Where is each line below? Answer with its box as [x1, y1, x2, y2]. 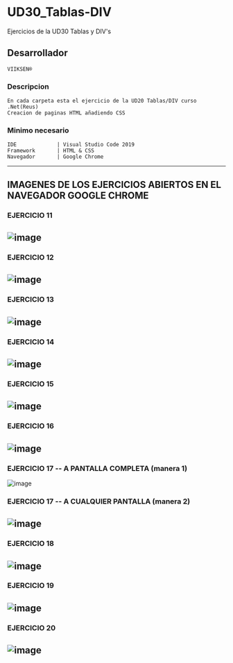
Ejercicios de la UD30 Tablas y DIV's [7, 27, 112, 35]
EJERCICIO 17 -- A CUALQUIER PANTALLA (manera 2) [7, 497, 191, 506]
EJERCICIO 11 [7, 210, 53, 220]
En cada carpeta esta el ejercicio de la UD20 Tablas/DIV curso [7, 98, 197, 105]
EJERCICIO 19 [7, 580, 54, 590]
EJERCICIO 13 [7, 295, 54, 304]
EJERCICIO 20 [7, 623, 56, 632]
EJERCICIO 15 [7, 379, 54, 388]
